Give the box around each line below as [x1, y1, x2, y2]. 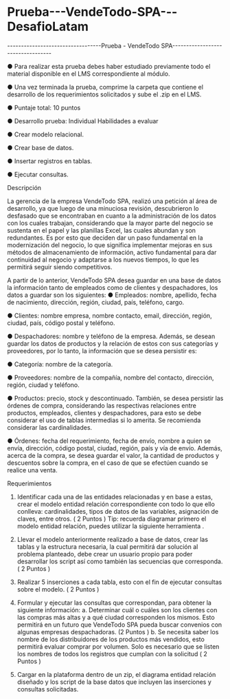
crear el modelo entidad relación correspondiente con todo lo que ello [16, 500, 215, 508]
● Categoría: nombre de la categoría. [7, 359, 113, 368]
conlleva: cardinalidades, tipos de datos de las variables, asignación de [16, 507, 218, 515]
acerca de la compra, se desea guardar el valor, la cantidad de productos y [7, 451, 220, 459]
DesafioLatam [7, 19, 89, 34]
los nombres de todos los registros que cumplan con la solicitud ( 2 [16, 649, 207, 658]
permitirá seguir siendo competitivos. [7, 262, 113, 271]
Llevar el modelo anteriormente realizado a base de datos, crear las [16, 535, 208, 543]
